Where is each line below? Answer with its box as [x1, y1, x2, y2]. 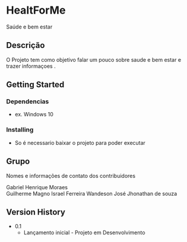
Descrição [6, 40, 45, 50]
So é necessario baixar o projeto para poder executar [14, 139, 145, 146]
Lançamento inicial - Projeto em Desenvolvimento [23, 229, 145, 236]
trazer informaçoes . [6, 62, 56, 69]
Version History [6, 207, 65, 217]
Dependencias [6, 97, 49, 106]
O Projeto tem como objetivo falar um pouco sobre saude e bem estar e [6, 56, 182, 63]
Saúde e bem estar [6, 23, 53, 30]
